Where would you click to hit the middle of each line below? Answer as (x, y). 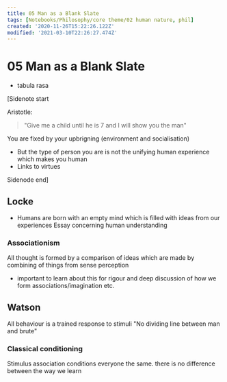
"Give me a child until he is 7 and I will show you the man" (105, 126)
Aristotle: (20, 112)
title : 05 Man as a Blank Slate (53, 13)
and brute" (22, 331)
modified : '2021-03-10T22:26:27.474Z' (62, 33)
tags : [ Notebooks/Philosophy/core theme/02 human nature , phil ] (101, 20)
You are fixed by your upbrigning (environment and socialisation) (98, 139)
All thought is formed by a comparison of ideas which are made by (101, 258)
